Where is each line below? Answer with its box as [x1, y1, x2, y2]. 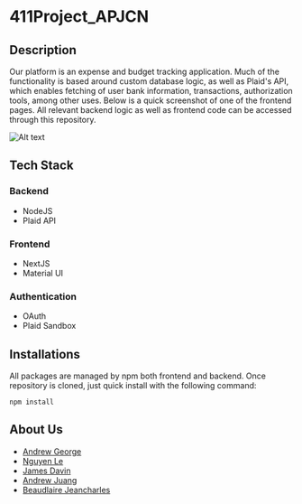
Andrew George [22, 445, 82, 457]
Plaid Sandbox [22, 321, 77, 331]
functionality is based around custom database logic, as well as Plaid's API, [9, 76, 289, 87]
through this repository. [9, 115, 96, 125]
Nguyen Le [22, 455, 64, 466]
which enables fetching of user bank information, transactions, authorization [9, 86, 293, 96]
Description [9, 42, 77, 58]
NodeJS [22, 205, 53, 216]
